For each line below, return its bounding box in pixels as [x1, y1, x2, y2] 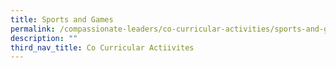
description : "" [10, 33, 78, 43]
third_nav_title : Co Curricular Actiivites [10, 42, 195, 53]
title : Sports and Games [10, 14, 114, 25]
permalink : [10, 24, 56, 34]
